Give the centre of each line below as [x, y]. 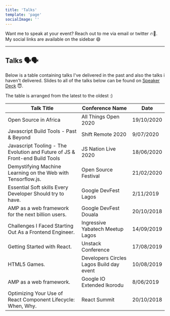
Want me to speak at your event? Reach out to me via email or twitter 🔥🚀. [81, 34]
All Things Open [101, 117]
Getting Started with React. [40, 247]
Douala [90, 215]
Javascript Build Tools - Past [42, 131]
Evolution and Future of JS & [41, 152]
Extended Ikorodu [103, 285]
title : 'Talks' [21, 10]
